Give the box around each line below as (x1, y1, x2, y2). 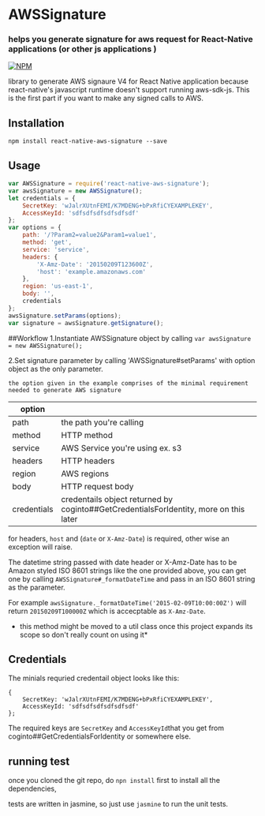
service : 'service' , (22, 245, 90, 253)
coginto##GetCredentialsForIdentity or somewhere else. (8, 732, 192, 741)
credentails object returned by (61, 493, 174, 504)
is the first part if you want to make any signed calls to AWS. (8, 93, 203, 103)
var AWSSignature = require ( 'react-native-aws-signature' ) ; (8, 180, 211, 188)
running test (8, 754, 70, 768)
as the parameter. (8, 582, 65, 592)
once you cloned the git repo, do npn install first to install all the (8, 776, 221, 785)
